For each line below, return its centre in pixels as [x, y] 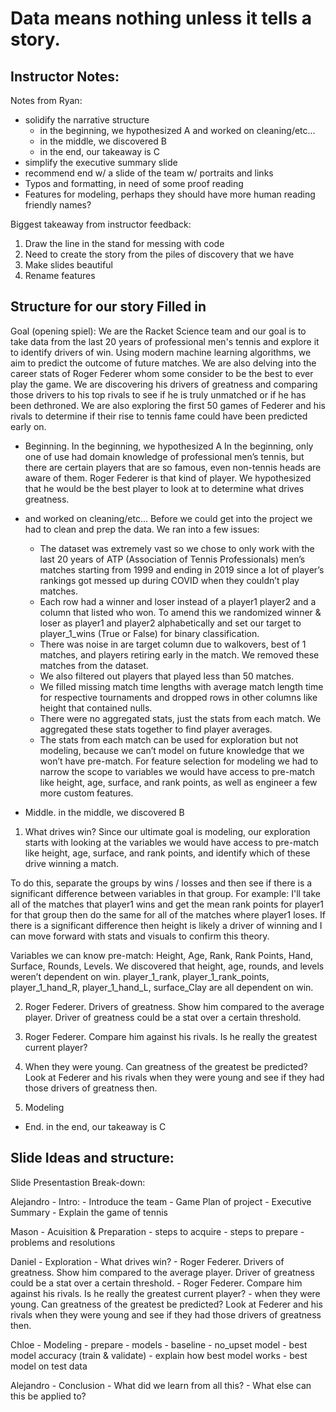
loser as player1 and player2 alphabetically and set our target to [170, 623]
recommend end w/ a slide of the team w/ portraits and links [149, 173]
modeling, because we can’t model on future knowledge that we [172, 750]
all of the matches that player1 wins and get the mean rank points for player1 [167, 904]
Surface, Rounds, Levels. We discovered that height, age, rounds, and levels [167, 966]
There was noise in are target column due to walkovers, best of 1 [173, 644]
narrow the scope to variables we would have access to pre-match [177, 771]
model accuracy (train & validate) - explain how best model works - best [159, 1355]
